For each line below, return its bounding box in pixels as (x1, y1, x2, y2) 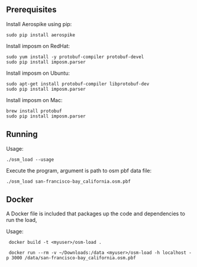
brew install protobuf (6, 108, 62, 114)
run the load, (6, 217, 37, 224)
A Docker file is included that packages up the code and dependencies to (6, 210, 185, 217)
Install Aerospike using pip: (6, 20, 72, 27)
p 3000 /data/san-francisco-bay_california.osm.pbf (6, 255, 136, 261)
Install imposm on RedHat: (6, 42, 70, 49)
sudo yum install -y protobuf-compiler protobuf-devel (6, 53, 144, 60)
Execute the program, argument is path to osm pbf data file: (6, 167, 152, 174)
